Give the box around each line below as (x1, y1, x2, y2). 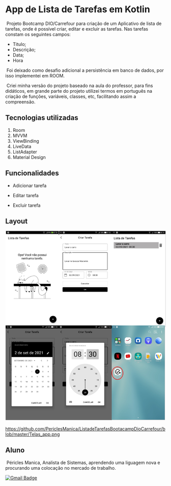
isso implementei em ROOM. (5, 72, 65, 78)
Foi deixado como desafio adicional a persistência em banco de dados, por (6, 67, 164, 73)
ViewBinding (12, 138, 39, 144)
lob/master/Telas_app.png (5, 431, 60, 437)
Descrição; (12, 46, 36, 52)
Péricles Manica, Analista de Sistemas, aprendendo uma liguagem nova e (6, 460, 160, 466)
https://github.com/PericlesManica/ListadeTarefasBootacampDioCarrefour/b (5, 425, 165, 431)
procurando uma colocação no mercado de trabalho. (5, 465, 116, 471)
